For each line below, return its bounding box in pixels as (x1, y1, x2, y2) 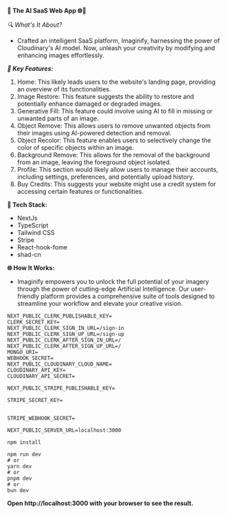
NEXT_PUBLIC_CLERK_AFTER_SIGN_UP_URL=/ (7, 343, 122, 350)
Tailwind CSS (17, 229, 55, 236)
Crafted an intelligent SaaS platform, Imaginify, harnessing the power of (17, 36, 220, 45)
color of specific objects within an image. (17, 144, 134, 151)
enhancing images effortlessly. (17, 52, 105, 59)
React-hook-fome (17, 243, 67, 251)
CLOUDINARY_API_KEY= (7, 367, 67, 374)
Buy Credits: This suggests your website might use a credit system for (17, 180, 217, 188)
